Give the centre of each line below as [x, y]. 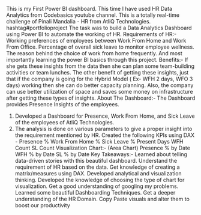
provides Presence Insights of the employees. [63, 104]
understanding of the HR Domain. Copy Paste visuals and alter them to [102, 199]
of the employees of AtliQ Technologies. [64, 122]
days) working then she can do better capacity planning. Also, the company [100, 85]
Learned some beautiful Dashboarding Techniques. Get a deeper [95, 192]
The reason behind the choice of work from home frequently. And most [94, 53]
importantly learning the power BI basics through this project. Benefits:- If [97, 60]
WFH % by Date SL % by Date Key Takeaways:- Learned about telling [101, 154]
